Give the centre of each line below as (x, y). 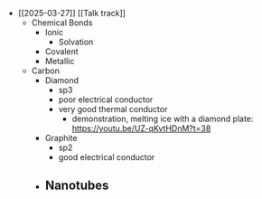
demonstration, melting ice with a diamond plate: (163, 118)
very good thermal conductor (113, 109)
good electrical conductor (107, 157)
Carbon (46, 71)
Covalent (61, 52)
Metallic (60, 61)
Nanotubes (77, 186)
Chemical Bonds (62, 23)
